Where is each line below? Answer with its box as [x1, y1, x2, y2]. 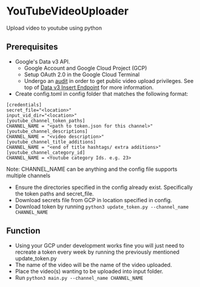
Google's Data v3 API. [15, 58, 70, 65]
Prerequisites [6, 42, 58, 52]
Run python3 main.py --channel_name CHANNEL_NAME [15, 274, 144, 281]
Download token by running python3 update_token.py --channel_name [15, 203, 189, 210]
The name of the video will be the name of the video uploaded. [15, 261, 172, 268]
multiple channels [6, 171, 50, 179]
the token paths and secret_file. [15, 190, 94, 197]
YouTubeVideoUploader [6, 4, 129, 18]
